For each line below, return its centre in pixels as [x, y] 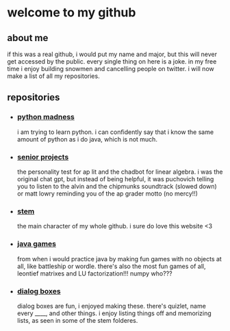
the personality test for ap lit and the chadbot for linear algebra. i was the [120, 172]
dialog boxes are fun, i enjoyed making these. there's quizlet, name [112, 306]
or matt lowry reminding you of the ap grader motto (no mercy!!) [107, 194]
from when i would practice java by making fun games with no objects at [119, 259]
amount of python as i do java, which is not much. [87, 139]
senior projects [43, 157]
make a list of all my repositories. [54, 76]
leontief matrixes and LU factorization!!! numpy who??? [94, 273]
